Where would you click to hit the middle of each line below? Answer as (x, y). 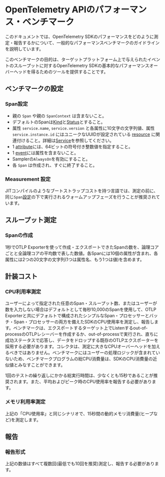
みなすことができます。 (42, 365)
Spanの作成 (19, 235)
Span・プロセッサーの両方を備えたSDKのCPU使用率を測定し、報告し (84, 322)
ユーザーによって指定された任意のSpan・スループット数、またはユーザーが (81, 303)
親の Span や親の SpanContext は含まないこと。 (59, 115)
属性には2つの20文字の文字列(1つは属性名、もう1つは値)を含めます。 (75, 259)
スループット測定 (31, 220)
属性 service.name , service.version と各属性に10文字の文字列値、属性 (83, 128)
